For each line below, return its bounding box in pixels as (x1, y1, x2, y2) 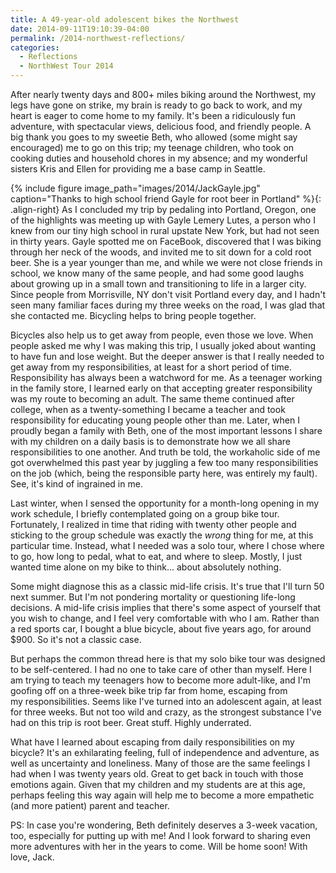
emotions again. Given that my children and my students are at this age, (10, 779, 306, 790)
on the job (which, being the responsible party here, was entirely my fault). (10, 467, 318, 479)
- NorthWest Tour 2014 (19, 61, 114, 71)
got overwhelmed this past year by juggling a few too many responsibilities (10, 457, 319, 468)
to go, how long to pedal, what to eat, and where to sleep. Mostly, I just (10, 551, 303, 562)
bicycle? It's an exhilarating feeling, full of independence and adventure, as (10, 747, 320, 758)
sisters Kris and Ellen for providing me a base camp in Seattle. (10, 163, 266, 175)
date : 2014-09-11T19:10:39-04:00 (10, 24, 150, 34)
